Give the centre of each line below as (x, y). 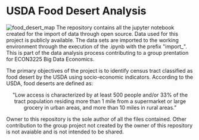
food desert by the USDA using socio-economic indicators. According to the (100, 77)
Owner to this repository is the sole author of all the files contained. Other (96, 119)
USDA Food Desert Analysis (77, 11)
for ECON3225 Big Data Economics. (50, 59)
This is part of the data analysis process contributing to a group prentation (97, 52)
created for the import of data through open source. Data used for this (92, 33)
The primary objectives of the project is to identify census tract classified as (99, 70)
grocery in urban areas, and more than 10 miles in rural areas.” (100, 107)
